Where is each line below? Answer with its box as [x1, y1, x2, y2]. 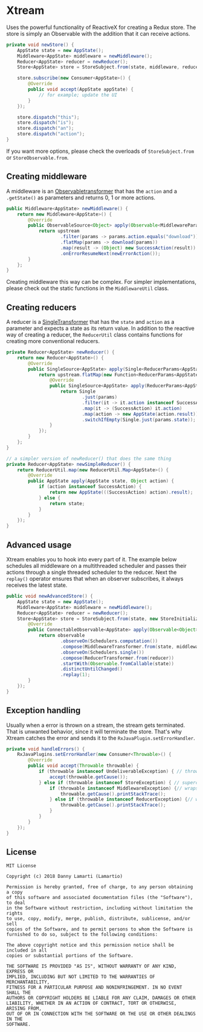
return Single [60, 389, 96, 395]
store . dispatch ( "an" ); [17, 125, 74, 132]
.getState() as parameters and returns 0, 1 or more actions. [6, 194, 156, 201]
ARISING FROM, [6, 1005, 42, 1012]
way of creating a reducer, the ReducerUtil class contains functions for [6, 331, 183, 338]
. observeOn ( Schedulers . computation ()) [60, 638, 158, 644]
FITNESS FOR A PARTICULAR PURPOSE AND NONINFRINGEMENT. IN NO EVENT [6, 984, 182, 991]
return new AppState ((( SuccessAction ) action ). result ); [49, 489, 193, 495]
